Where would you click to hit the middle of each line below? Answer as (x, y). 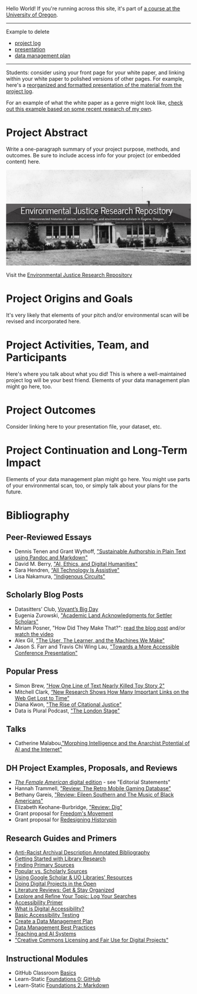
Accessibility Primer (39, 903)
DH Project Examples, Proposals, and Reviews (92, 768)
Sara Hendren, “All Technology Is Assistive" (67, 570)
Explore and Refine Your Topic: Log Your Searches (75, 896)
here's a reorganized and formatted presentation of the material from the (94, 85)
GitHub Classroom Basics (45, 973)
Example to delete (28, 32)
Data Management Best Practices (55, 927)
